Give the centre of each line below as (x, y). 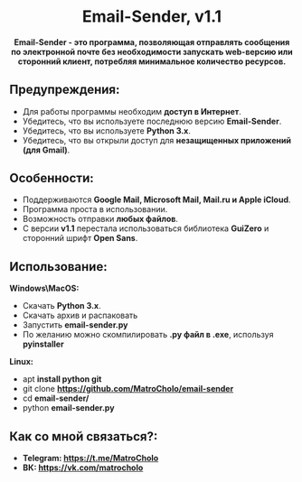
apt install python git (62, 379)
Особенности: (52, 178)
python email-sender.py (68, 408)
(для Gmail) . (46, 150)
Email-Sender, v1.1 (152, 17)
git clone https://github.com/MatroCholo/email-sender (128, 389)
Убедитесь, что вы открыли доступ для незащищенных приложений (157, 140)
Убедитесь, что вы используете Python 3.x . (107, 130)
